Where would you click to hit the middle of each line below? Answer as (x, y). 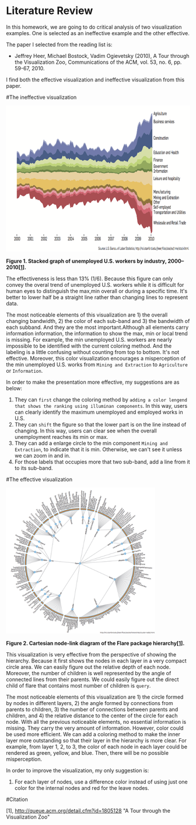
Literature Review (50, 11)
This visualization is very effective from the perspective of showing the (91, 654)
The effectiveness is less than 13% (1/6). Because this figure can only (90, 279)
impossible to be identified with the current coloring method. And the (89, 346)
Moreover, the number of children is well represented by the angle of (89, 673)
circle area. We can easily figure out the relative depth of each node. (88, 667)
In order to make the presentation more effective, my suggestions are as (93, 382)
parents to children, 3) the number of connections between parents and (92, 709)
